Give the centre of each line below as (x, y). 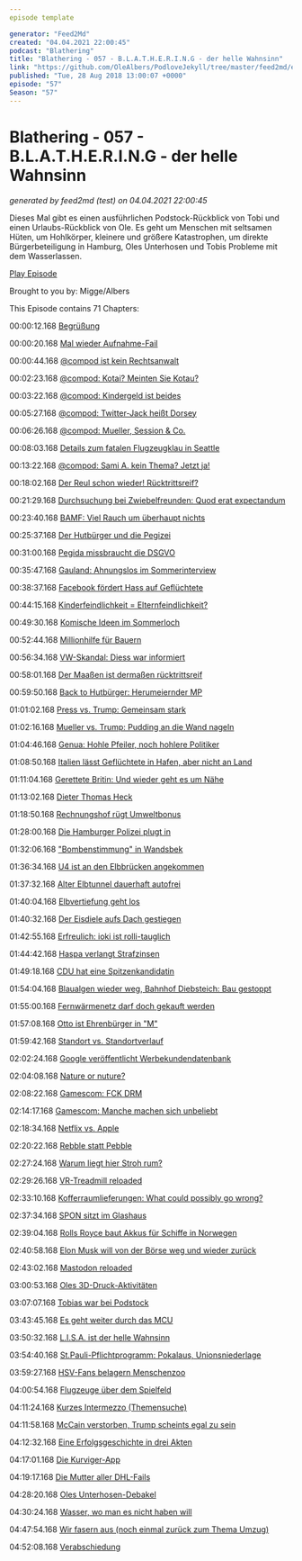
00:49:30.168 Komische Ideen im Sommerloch (95, 622)
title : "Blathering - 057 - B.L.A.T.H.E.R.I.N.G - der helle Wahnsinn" (146, 59)
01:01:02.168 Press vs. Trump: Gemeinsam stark (98, 709)
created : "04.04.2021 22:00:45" (70, 42)
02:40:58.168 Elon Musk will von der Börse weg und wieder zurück (133, 1250)
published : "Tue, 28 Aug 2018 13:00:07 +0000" (98, 76)
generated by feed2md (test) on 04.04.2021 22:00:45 (109, 200)
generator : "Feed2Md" (50, 34)
